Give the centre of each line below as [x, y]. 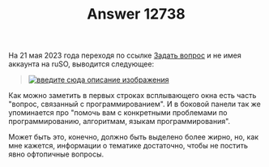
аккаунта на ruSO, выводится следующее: [81, 64]
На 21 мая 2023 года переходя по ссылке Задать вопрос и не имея [125, 56]
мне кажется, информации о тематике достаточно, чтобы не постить [128, 146]
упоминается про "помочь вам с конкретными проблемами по [118, 113]
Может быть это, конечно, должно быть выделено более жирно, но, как [134, 137]
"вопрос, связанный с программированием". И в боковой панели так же [134, 104]
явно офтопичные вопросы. [56, 154]
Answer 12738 [136, 14]
